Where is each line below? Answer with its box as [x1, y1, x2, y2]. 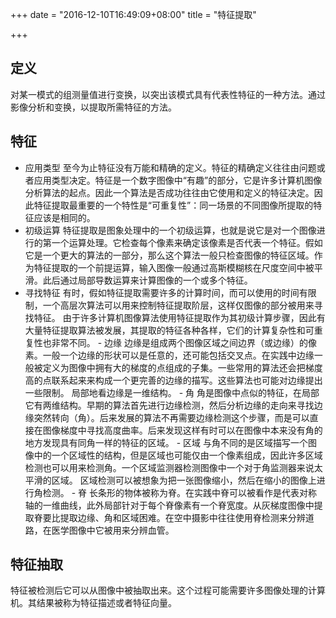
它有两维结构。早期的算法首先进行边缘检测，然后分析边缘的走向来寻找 [24, 399, 315, 411]
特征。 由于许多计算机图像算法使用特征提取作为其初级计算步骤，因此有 [33, 311, 326, 323]
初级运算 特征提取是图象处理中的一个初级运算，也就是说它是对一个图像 [24, 224, 317, 236]
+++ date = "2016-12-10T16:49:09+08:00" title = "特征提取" [10, 9, 257, 20]
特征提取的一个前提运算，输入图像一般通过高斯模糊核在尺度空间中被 [33, 261, 315, 273]
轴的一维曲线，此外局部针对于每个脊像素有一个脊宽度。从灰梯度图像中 [24, 499, 315, 511]
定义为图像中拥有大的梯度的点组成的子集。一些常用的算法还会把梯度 [42, 361, 323, 373]
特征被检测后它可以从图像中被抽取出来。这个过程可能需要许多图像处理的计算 [10, 584, 326, 597]
